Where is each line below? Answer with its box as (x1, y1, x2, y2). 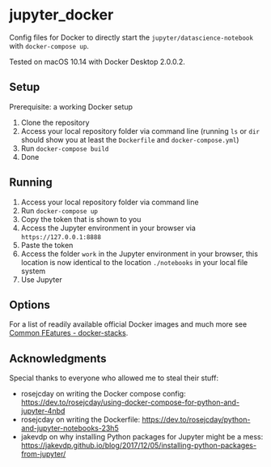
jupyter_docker (9, 6, 114, 24)
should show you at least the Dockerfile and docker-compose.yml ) (20, 135, 239, 144)
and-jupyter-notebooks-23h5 (20, 423, 120, 433)
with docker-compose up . (9, 41, 90, 50)
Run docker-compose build (20, 144, 109, 153)
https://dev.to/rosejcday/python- (142, 415, 251, 425)
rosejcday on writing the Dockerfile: (20, 415, 141, 425)
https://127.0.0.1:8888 (20, 233, 102, 241)
